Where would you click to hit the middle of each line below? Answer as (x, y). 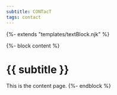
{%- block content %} (33, 46)
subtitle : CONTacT (29, 12)
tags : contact (24, 17)
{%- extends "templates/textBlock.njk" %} (58, 34)
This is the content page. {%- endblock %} (58, 86)
